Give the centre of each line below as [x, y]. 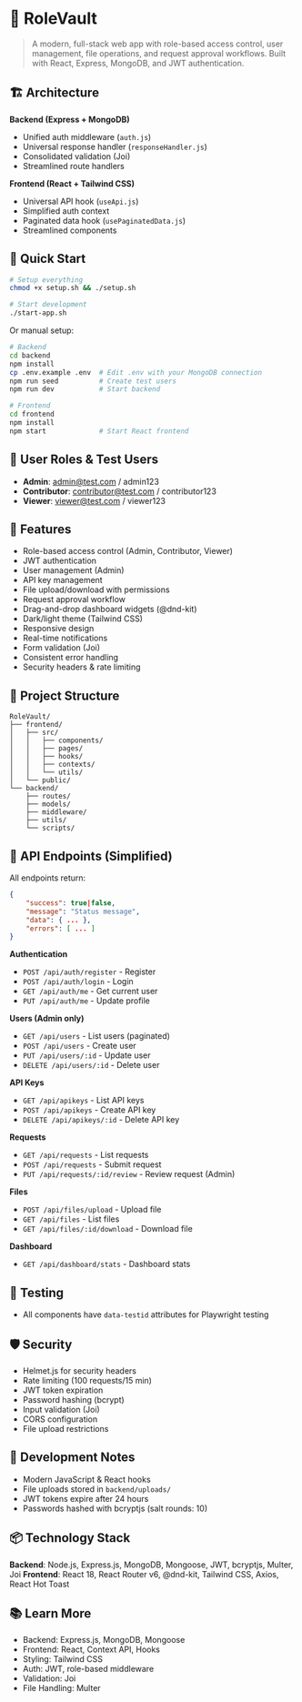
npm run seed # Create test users [93, 381]
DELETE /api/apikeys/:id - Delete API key [101, 1120]
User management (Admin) [73, 570]
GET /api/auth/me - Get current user [90, 992]
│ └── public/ [40, 781]
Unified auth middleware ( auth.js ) [87, 136]
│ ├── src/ [34, 733]
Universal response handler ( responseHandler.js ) [115, 146]
